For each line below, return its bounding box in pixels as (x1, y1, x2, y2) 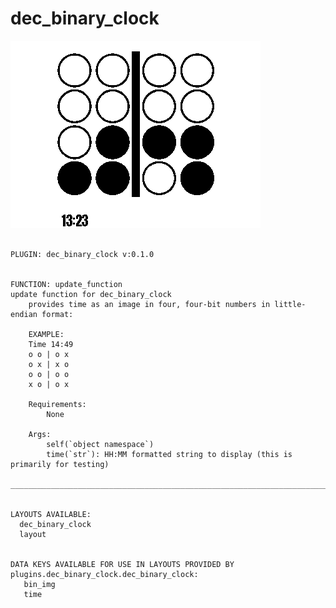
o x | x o (28, 359, 70, 369)
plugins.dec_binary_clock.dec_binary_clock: (10, 569, 199, 579)
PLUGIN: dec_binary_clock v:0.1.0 (10, 249, 155, 259)
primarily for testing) (10, 459, 110, 469)
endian (10, 309, 38, 319)
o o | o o (28, 369, 70, 379)
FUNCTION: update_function (10, 279, 123, 289)
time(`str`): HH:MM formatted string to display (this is (46, 449, 293, 459)
